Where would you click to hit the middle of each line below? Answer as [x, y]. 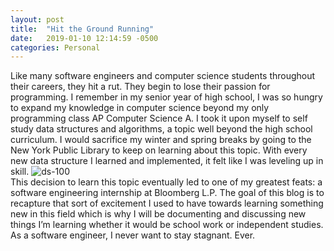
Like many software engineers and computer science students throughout [163, 76]
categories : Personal [55, 47]
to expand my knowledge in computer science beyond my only [140, 108]
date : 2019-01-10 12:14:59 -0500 [84, 38]
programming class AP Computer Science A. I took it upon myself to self [159, 118]
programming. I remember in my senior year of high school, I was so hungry [166, 97]
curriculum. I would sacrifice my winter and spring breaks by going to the [161, 140]
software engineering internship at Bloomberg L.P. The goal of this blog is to [167, 193]
